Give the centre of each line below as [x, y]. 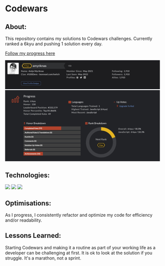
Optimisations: [28, 203]
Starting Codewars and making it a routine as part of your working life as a [80, 247]
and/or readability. [24, 220]
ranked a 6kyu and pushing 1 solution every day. [54, 44]
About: [16, 27]
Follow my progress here [30, 53]
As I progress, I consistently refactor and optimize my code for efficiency [79, 215]
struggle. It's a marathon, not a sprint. [43, 258]
